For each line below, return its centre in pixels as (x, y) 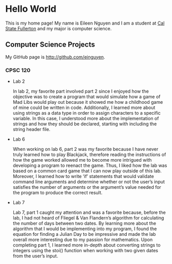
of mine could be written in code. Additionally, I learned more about (84, 107)
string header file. (31, 129)
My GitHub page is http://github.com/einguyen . (55, 57)
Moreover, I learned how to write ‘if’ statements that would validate (83, 177)
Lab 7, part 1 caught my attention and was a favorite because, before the (89, 212)
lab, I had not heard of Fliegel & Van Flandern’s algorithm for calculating (88, 218)
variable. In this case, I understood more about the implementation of (86, 119)
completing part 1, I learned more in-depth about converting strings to (87, 245)
